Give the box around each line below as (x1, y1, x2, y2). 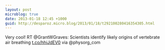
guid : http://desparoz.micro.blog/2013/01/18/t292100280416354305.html (5, 21, 155, 26)
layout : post (5, 7, 32, 12)
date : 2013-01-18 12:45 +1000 (5, 16, 67, 21)
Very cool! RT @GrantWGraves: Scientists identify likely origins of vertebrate (5, 34, 160, 40)
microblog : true (5, 12, 38, 17)
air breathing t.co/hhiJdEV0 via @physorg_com (5, 40, 101, 46)
